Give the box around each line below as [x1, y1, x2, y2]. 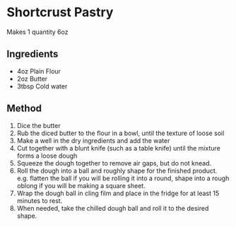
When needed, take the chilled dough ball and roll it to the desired [16, 204, 209, 212]
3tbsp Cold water [16, 82, 68, 91]
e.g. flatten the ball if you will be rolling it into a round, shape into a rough [16, 174, 230, 182]
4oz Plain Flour [16, 66, 61, 75]
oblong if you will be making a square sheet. [16, 181, 146, 190]
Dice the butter [16, 121, 61, 129]
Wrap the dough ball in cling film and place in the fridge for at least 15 [16, 189, 220, 197]
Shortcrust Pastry [6, 4, 114, 21]
